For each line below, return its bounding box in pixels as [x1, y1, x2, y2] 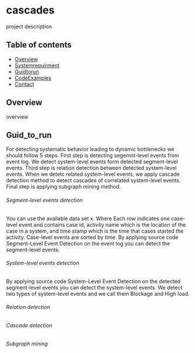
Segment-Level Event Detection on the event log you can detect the [6, 240, 170, 247]
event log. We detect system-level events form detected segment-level [6, 158, 178, 165]
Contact [14, 80, 34, 88]
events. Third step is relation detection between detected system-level [6, 164, 177, 172]
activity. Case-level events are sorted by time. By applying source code [6, 233, 179, 241]
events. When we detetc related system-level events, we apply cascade [6, 171, 180, 178]
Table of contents [6, 40, 72, 50]
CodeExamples [14, 74, 52, 81]
